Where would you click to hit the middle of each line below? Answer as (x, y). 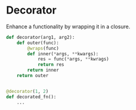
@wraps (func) (43, 48)
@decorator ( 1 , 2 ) (27, 91)
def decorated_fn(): (31, 97)
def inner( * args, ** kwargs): (63, 54)
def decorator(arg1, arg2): (41, 37)
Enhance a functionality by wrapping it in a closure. (68, 26)
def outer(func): (38, 43)
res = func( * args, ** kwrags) (73, 59)
